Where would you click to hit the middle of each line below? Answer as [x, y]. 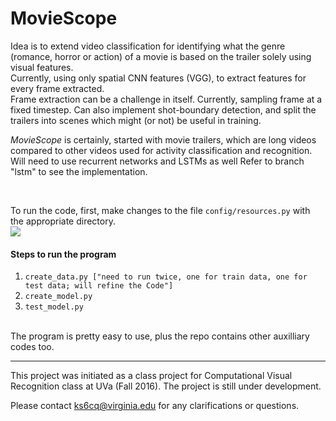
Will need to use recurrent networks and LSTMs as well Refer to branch [157, 161]
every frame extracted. [57, 88]
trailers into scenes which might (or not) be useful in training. [136, 120]
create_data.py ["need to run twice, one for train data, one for [166, 277]
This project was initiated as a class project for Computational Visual [151, 376]
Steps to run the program [63, 254]
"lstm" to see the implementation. [79, 171]
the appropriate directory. [63, 221]
